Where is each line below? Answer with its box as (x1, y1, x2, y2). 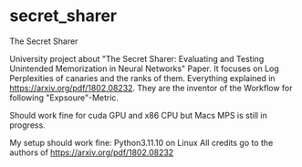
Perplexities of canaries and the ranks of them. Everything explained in (9, 72, 276, 83)
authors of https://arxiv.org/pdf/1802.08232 (9, 147, 174, 158)
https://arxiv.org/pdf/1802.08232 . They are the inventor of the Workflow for (9, 82, 293, 93)
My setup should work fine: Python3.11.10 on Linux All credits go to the (9, 137, 274, 148)
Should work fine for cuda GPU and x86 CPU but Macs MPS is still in (9, 110, 267, 120)
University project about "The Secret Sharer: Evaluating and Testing (9, 53, 265, 64)
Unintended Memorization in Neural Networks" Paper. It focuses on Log (9, 63, 280, 74)
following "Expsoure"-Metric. (9, 92, 120, 103)
